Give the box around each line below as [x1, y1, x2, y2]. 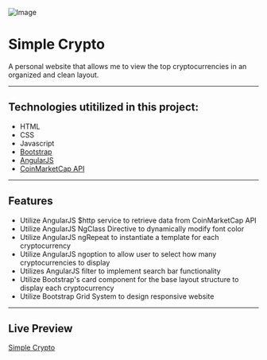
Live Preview [8, 322, 73, 335]
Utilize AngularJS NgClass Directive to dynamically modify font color [19, 223, 245, 234]
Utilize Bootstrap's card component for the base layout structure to [19, 274, 239, 284]
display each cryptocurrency [19, 283, 114, 292]
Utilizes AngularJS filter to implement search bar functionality [19, 266, 221, 276]
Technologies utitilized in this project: [8, 100, 199, 114]
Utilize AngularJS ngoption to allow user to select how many [19, 249, 217, 258]
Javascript [19, 138, 55, 148]
